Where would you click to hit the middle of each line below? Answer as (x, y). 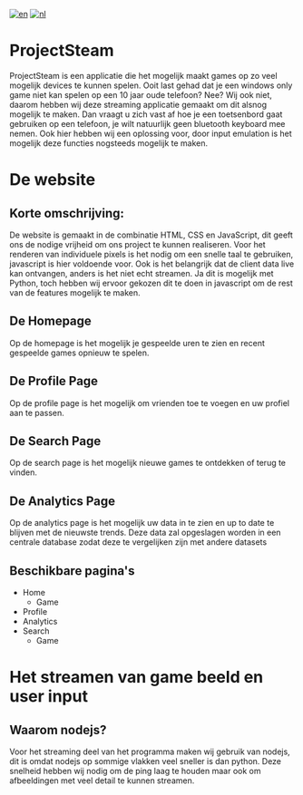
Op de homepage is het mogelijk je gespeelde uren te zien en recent (137, 343)
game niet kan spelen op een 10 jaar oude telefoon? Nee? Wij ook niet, (141, 94)
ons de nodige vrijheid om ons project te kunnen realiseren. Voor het (137, 244)
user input (49, 697)
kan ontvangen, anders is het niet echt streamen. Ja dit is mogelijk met (142, 273)
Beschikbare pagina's (72, 571)
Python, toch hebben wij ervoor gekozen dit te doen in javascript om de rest (151, 283)
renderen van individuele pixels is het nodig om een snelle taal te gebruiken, (151, 254)
